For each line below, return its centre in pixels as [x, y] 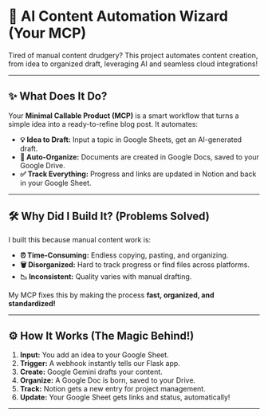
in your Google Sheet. [55, 183]
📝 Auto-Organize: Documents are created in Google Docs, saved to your [139, 157]
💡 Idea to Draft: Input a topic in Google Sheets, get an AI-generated [130, 140]
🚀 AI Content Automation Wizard [118, 16]
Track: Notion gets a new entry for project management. [112, 389]
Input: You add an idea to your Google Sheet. [94, 355]
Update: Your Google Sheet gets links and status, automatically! [125, 397]
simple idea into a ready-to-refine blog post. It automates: [103, 124]
